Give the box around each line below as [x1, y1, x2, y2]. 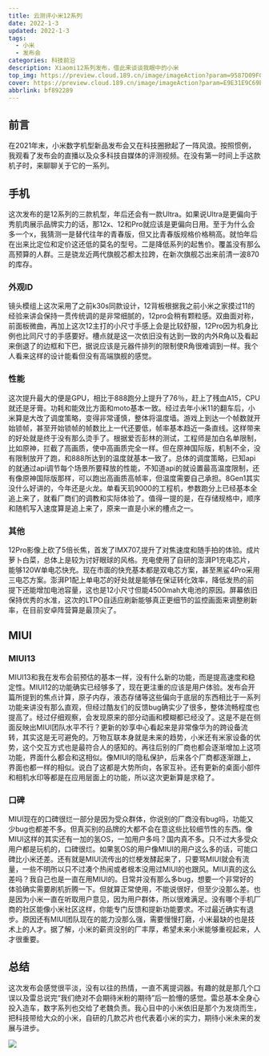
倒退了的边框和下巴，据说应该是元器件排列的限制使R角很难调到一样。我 [14, 342, 252, 351]
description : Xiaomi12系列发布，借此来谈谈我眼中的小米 [8, 64, 179, 72]
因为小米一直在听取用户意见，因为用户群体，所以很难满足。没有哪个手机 [14, 894, 254, 904]
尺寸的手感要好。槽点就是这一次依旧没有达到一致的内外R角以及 [35, 331, 245, 341]
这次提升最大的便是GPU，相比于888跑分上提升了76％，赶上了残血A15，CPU [8, 393, 260, 403]
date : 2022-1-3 [8, 19, 59, 27]
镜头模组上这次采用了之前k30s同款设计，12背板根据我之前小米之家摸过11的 [8, 301, 255, 311]
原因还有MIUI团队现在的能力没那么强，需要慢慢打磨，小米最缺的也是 [22, 914, 248, 924]
